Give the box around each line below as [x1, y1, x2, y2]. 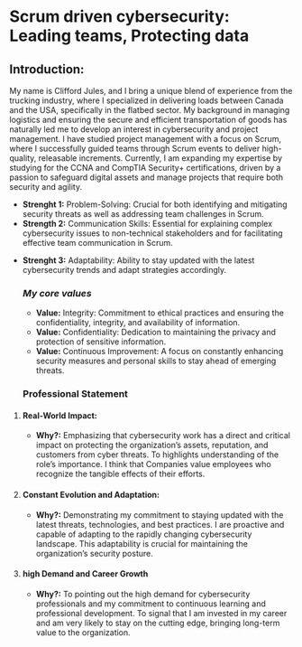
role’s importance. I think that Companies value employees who [35, 459, 272, 470]
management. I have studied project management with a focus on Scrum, [9, 134, 282, 144]
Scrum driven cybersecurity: [9, 6, 230, 27]
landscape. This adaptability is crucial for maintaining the [35, 538, 248, 549]
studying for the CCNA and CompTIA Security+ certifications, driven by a [9, 163, 281, 173]
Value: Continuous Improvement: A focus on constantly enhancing [35, 346, 284, 357]
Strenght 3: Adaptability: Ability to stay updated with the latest [22, 255, 255, 266]
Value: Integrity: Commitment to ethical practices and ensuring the [35, 307, 284, 318]
